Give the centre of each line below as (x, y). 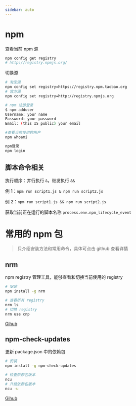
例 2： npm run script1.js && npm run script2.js (56, 201)
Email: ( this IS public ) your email (43, 124)
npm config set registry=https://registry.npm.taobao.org (66, 87)
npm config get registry (31, 58)
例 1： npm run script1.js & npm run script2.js (54, 191)
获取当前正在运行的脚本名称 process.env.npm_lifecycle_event (68, 212)
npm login (15, 151)
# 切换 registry (21, 309)
